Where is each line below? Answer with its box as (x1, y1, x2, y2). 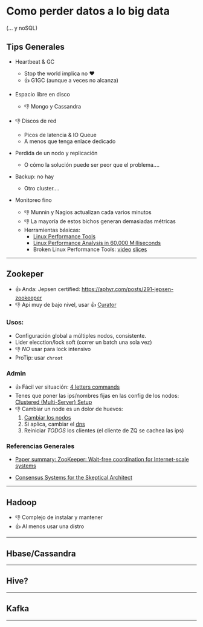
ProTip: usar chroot (14, 354, 63, 361)
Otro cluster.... (24, 184, 60, 192)
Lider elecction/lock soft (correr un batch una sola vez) (14, 338, 152, 346)
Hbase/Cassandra (6, 548, 76, 558)
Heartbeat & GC (14, 58, 55, 65)
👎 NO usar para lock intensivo (14, 345, 91, 352)
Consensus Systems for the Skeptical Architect (14, 474, 133, 481)
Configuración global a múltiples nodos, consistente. (14, 332, 147, 339)
